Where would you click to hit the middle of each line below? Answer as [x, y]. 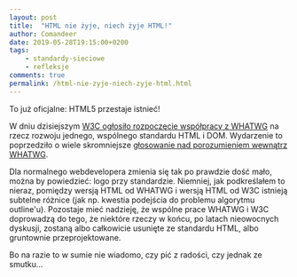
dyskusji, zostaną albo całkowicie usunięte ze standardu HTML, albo [134, 228]
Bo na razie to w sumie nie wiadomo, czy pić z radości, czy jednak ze [136, 255]
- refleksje [47, 67]
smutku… [26, 264]
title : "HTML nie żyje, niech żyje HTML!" [91, 26]
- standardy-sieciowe [65, 59]
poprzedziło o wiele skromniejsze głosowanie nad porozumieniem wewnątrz [148, 145]
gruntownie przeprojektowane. [65, 237]
